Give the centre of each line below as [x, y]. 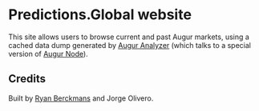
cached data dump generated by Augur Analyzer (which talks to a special [129, 45]
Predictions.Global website [100, 15]
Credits [27, 79]
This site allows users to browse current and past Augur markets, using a [129, 37]
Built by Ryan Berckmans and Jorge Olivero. [81, 98]
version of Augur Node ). [48, 54]
